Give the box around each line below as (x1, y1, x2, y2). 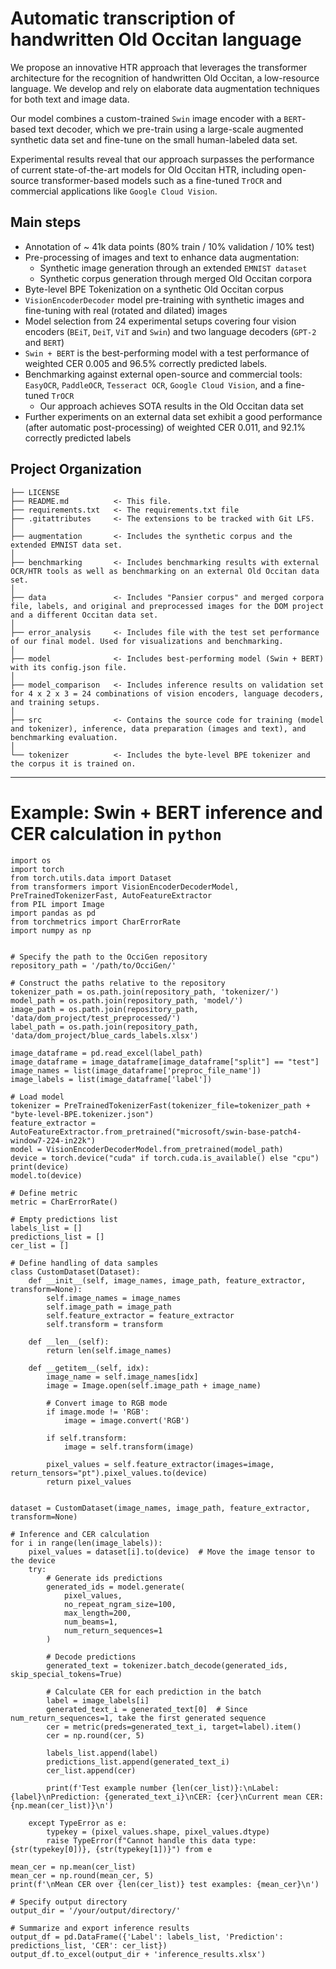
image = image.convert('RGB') (63, 1415, 190, 1426)
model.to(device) (10, 1170, 83, 1181)
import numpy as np (10, 925, 92, 936)
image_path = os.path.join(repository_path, (10, 1004, 199, 1014)
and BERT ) (24, 336, 65, 348)
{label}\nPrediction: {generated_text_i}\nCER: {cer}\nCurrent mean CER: (10, 1792, 325, 1802)
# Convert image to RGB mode (46, 1398, 168, 1408)
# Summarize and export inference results (10, 1923, 190, 1933)
